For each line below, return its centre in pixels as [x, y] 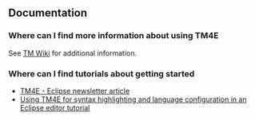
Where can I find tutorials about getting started [102, 73]
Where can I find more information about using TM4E [114, 36]
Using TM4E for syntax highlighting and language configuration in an [133, 99]
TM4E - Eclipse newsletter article [75, 91]
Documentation [48, 13]
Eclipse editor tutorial [55, 107]
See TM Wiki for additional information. [73, 53]
